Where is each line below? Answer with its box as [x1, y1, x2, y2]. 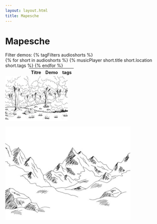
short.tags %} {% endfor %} [5, 62, 63, 68]
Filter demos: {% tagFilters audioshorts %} [5, 52, 93, 58]
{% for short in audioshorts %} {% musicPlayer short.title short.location [5, 57, 152, 63]
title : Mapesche [5, 13, 39, 18]
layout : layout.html [5, 8, 48, 13]
